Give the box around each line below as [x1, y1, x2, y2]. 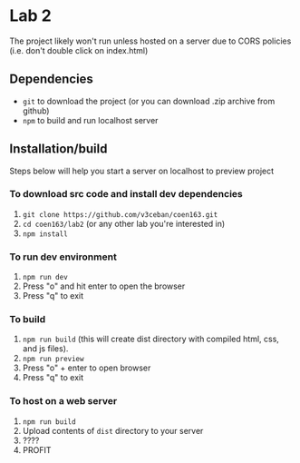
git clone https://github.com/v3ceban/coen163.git [22, 210, 218, 219]
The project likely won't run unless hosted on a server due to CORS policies [9, 35, 292, 46]
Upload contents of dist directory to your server [22, 425, 204, 436]
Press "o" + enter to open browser [22, 362, 151, 373]
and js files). [22, 343, 69, 354]
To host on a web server [9, 395, 118, 408]
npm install [22, 229, 68, 239]
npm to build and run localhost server [22, 114, 159, 125]
